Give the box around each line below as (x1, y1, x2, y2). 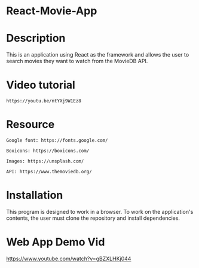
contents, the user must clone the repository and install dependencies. (6, 214, 180, 222)
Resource (6, 118, 55, 132)
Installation (6, 189, 63, 202)
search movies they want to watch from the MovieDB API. (6, 58, 148, 65)
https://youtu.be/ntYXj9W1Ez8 (6, 98, 82, 104)
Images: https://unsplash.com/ (6, 158, 84, 164)
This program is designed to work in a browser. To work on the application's (6, 208, 194, 215)
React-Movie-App (6, 4, 97, 18)
